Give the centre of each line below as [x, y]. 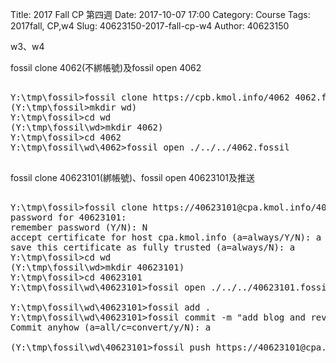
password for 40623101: [68, 217]
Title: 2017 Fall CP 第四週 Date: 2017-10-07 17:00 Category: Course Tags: [160, 14]
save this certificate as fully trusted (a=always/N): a [153, 247]
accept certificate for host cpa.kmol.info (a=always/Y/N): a [166, 237]
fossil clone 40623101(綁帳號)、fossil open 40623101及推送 [132, 177]
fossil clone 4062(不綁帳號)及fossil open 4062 [106, 67]
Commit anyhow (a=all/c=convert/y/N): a [111, 327]
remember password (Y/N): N [79, 227]
